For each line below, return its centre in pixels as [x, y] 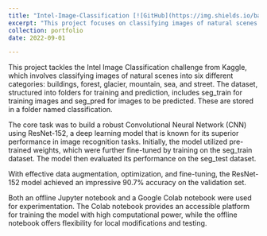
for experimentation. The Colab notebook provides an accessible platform [129, 207]
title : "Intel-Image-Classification [69, 15]
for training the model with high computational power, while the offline [123, 215]
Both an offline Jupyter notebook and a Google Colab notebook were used [130, 198]
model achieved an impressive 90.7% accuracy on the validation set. [133, 183]
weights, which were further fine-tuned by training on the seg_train [143, 150]
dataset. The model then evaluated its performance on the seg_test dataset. [132, 159]
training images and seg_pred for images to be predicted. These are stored [131, 101]
